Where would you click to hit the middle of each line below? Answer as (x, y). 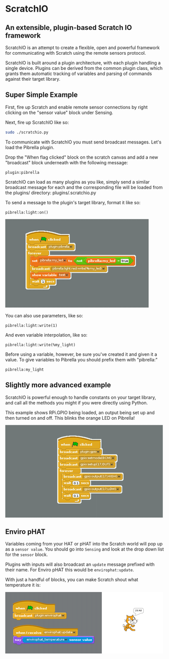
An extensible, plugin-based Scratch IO (69, 28)
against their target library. (33, 79)
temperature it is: (23, 585)
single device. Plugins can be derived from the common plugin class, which (84, 68)
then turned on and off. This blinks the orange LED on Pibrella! (70, 418)
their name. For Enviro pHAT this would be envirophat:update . (70, 570)
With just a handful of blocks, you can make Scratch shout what (72, 580)
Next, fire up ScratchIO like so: (37, 122)
